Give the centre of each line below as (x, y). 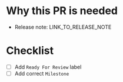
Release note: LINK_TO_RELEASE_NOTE (63, 27)
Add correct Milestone (42, 73)
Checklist (30, 51)
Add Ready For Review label (48, 67)
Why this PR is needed (62, 11)
